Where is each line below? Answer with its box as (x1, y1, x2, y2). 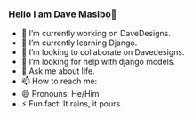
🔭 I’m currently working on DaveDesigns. (20, 28, 171, 39)
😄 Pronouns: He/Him (20, 89, 100, 99)
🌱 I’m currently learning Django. (20, 37, 138, 48)
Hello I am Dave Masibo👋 (8, 8, 117, 20)
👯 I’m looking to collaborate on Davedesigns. (20, 47, 185, 58)
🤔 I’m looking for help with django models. (20, 57, 175, 67)
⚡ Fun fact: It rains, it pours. (20, 98, 123, 109)
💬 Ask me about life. (20, 66, 95, 76)
